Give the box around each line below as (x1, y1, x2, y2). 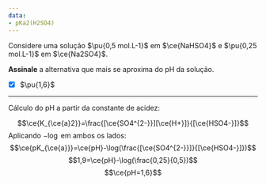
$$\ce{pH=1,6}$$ (104, 168, 162, 177)
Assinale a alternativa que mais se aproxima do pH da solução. (8, 64, 215, 74)
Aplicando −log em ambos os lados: (8, 130, 127, 140)
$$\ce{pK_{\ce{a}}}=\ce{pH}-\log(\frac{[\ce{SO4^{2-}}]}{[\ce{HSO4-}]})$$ (9, 143, 256, 153)
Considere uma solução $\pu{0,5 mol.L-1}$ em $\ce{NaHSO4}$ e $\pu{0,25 (8, 40, 257, 50)
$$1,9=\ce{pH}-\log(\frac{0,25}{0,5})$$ (68, 155, 198, 164)
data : (8, 11, 26, 20)
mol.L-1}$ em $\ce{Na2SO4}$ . (8, 49, 108, 59)
